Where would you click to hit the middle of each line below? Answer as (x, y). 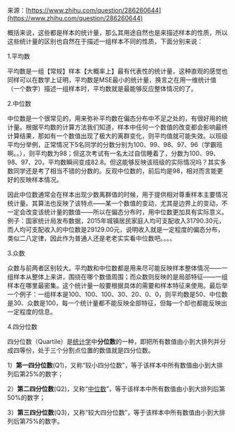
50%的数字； (26, 397)
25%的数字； (45, 374)
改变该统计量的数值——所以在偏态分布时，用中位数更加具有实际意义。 (127, 212)
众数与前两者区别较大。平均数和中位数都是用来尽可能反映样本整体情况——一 (117, 268)
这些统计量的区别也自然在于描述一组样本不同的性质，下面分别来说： (105, 41)
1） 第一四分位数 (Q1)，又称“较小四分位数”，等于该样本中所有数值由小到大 (112, 365)
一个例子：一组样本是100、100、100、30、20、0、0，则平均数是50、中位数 (117, 294)
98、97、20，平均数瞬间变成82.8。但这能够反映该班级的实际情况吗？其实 (114, 162)
